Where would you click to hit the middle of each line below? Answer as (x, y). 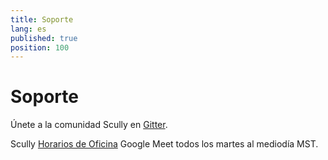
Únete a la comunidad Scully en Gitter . (89, 125)
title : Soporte (42, 19)
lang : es (28, 29)
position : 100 (40, 47)
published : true (44, 38)
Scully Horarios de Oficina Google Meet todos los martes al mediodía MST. (164, 144)
